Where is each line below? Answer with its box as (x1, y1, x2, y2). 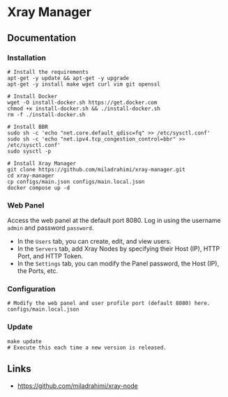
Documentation (7, 32, 77, 44)
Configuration (7, 284, 56, 294)
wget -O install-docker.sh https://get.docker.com (7, 99, 158, 106)
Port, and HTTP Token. (17, 252, 84, 260)
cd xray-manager (7, 172, 54, 179)
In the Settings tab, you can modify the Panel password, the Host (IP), (17, 259, 220, 268)
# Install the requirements (7, 68, 89, 75)
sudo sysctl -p (7, 148, 52, 155)
